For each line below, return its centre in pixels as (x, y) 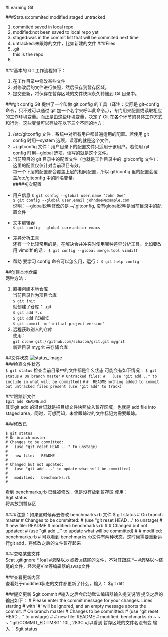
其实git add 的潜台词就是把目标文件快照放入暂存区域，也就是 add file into (81, 407)
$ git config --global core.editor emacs (56, 228)
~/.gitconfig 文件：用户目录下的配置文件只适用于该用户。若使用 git (81, 146)
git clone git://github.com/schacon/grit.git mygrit (69, 342)
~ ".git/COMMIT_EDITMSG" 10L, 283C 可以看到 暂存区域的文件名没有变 (78, 623)
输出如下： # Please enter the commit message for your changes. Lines (79, 600)
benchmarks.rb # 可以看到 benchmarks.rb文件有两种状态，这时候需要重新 (81, 537)
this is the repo (28, 54)
